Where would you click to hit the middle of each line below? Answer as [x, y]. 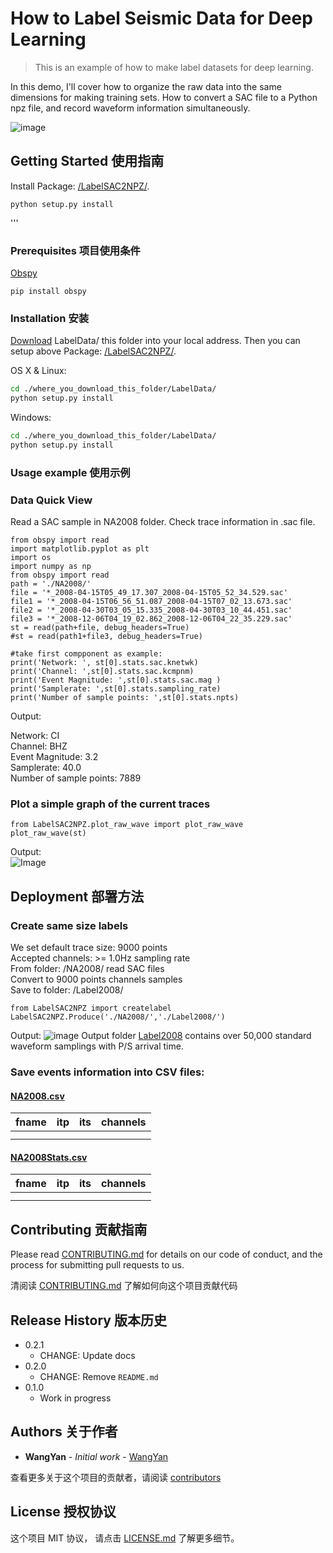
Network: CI [35, 736]
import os [31, 558]
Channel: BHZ [39, 746]
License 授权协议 [63, 1512]
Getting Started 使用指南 [87, 161]
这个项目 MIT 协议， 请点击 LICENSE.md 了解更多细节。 [125, 1538]
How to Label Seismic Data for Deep [161, 18]
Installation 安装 [50, 318]
